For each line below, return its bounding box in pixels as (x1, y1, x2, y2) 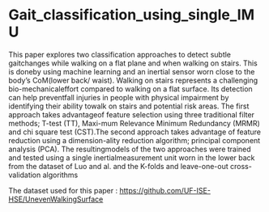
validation (8, 170, 41, 180)
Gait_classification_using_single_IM (8, 6, 255, 24)
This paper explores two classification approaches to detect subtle (8, 49, 232, 59)
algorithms (42, 170, 79, 180)
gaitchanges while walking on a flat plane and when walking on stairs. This (8, 58, 258, 68)
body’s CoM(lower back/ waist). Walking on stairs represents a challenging (8, 75, 258, 85)
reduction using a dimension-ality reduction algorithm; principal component (8, 135, 261, 145)
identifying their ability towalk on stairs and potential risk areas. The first (8, 101, 250, 111)
